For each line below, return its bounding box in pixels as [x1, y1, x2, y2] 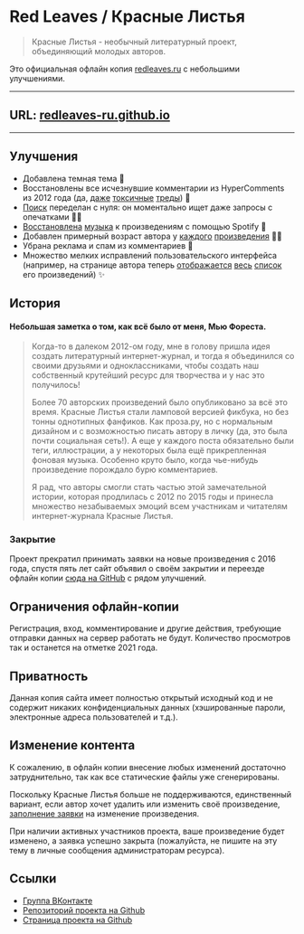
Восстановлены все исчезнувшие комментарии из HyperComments [22, 183, 285, 193]
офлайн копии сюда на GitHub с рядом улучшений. [9, 572, 206, 584]
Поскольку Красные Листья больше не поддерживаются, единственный [9, 788, 292, 799]
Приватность [9, 668, 89, 684]
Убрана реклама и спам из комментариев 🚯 [22, 240, 194, 250]
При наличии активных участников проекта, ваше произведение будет [9, 826, 285, 836]
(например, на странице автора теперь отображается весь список [22, 259, 282, 270]
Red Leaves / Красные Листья [9, 6, 246, 27]
